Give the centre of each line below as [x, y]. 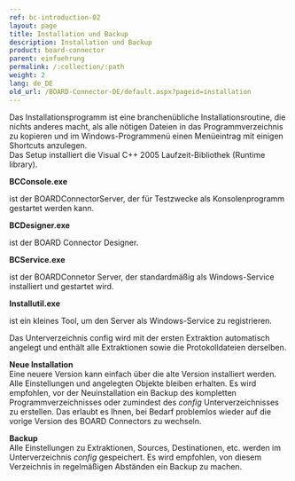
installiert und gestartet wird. [62, 286]
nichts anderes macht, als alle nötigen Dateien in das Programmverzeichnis [146, 126]
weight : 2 [27, 75]
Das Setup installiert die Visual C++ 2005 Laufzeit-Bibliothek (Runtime [137, 154]
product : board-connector [57, 51]
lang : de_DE [31, 83]
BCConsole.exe [39, 181]
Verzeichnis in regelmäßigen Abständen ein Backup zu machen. [126, 466]
